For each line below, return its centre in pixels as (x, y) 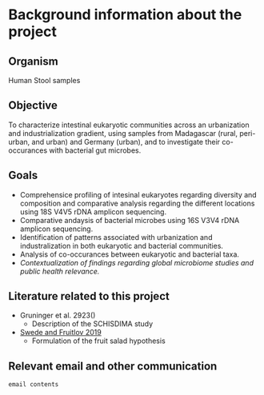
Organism (33, 61)
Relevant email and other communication (113, 366)
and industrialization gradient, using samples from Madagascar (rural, (123, 133)
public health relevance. (60, 271)
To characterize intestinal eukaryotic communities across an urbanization (129, 125)
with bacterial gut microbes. (95, 150)
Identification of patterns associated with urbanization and (116, 237)
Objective (33, 106)
